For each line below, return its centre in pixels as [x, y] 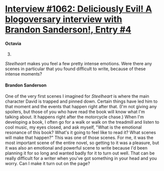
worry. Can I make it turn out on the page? [48, 163]
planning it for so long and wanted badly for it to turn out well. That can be [80, 153]
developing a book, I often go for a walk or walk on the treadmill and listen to [82, 122]
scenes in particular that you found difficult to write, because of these [75, 69]
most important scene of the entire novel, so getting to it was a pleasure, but [82, 143]
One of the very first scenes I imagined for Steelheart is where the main [77, 96]
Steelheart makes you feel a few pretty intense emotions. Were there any [79, 64]
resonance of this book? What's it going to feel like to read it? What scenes [81, 132]
